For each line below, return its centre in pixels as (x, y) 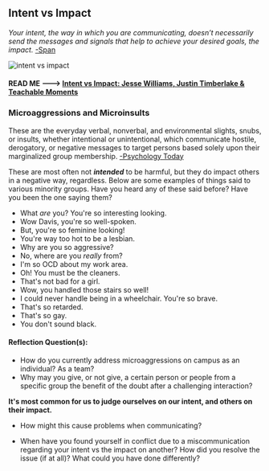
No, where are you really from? (71, 256)
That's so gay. (43, 315)
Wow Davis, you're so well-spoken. (78, 221)
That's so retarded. (51, 307)
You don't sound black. (58, 324)
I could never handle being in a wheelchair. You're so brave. (119, 298)
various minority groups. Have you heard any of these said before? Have (128, 189)
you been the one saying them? (60, 197)
